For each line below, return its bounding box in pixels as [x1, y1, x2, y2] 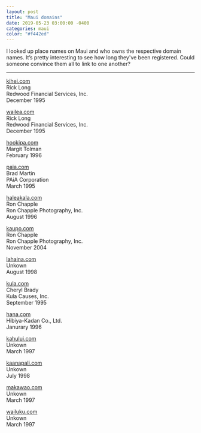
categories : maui [6, 25, 50, 32]
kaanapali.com [6, 359, 42, 366]
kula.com [6, 280, 29, 287]
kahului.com [6, 335, 36, 342]
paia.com [6, 163, 29, 171]
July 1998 [6, 372, 31, 380]
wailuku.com [6, 408, 38, 416]
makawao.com [6, 384, 43, 391]
